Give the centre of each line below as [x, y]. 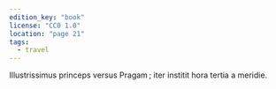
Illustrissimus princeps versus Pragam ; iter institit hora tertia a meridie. [138, 75]
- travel [33, 50]
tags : [19, 42]
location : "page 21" [47, 33]
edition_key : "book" [47, 17]
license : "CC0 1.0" [45, 26]
